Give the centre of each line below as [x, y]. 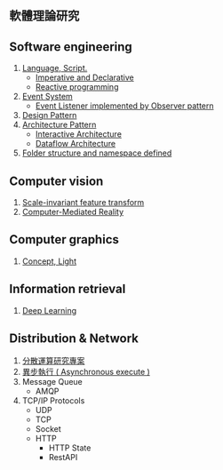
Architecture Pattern [59, 125]
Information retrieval [68, 289]
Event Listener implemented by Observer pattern [124, 106]
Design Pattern [49, 116]
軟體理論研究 [44, 16]
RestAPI [63, 458]
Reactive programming [77, 87]
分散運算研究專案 [53, 361]
